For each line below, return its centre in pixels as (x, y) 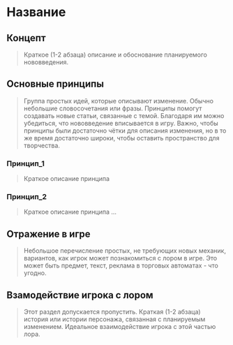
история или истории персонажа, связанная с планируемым (114, 319)
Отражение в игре (49, 234)
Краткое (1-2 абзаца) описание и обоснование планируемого (115, 54)
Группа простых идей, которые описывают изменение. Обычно (119, 101)
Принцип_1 (25, 163)
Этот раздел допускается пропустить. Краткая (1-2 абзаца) (112, 312)
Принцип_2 (27, 197)
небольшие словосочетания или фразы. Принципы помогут (113, 108)
